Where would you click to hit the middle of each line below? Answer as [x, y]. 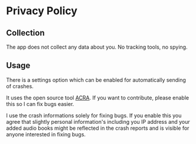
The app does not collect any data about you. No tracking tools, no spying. [97, 47]
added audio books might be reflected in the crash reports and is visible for [98, 128]
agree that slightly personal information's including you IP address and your [98, 121]
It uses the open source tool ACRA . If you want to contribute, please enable [98, 97]
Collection [25, 33]
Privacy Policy [42, 11]
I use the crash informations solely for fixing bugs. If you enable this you [94, 115]
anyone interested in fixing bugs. [46, 134]
